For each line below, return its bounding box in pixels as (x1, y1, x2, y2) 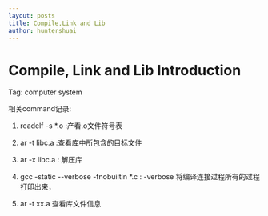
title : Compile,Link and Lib (8, 19, 106, 27)
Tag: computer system (8, 87, 82, 97)
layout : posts (8, 11, 56, 20)
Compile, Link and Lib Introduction (8, 61, 242, 79)
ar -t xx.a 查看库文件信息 (19, 199, 102, 209)
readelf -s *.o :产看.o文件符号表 (19, 121, 122, 130)
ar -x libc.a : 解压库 (19, 155, 82, 165)
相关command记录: (8, 104, 72, 114)
